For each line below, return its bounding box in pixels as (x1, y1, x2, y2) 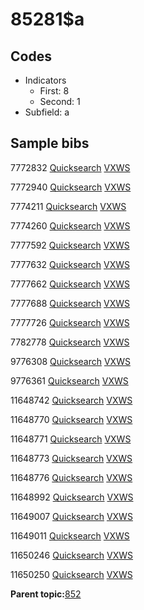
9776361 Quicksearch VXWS (10, 374, 129, 387)
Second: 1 (39, 96, 81, 107)
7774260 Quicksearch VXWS (10, 219, 131, 232)
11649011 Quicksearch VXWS (10, 529, 130, 542)
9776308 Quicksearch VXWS (10, 355, 131, 367)
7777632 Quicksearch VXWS (10, 258, 130, 270)
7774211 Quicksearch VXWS (10, 200, 127, 212)
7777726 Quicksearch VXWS (10, 316, 130, 328)
